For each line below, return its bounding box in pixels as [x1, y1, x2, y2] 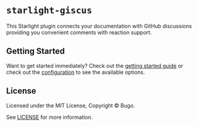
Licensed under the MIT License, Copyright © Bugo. [6, 101, 136, 109]
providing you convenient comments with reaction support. [6, 29, 152, 36]
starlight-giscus [6, 5, 93, 16]
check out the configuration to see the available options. [6, 68, 145, 76]
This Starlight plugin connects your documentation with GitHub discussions [6, 22, 193, 29]
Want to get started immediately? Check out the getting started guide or [6, 62, 184, 69]
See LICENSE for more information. [6, 113, 93, 121]
